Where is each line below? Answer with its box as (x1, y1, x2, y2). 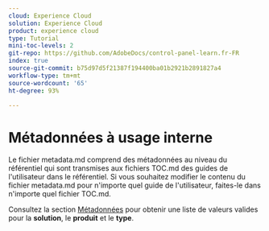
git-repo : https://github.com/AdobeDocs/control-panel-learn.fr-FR (8, 49, 240, 57)
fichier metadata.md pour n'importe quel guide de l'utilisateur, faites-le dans (8, 180, 262, 190)
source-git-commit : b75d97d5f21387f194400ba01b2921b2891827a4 (8, 64, 221, 72)
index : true (8, 57, 48, 65)
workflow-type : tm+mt (8, 72, 81, 80)
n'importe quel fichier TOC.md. (8, 189, 111, 199)
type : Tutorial (8, 34, 60, 43)
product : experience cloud (8, 27, 99, 35)
